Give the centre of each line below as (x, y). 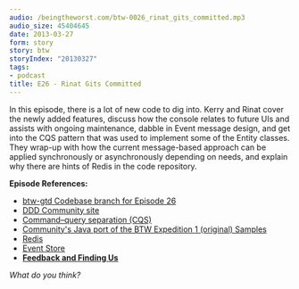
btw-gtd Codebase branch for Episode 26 (99, 201)
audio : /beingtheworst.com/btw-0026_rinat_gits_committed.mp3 (127, 17)
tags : (19, 68)
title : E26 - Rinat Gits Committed (75, 84)
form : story (31, 42)
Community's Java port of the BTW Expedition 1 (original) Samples (145, 229)
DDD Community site (61, 210)
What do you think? (45, 275)
